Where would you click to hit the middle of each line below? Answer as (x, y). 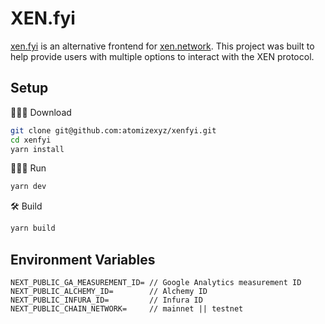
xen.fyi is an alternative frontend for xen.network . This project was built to (162, 46)
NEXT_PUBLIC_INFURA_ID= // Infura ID (106, 300)
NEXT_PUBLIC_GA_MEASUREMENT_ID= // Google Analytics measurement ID (156, 282)
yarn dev (28, 187)
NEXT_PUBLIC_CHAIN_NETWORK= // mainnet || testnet (127, 308)
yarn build (33, 228)
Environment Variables (83, 259)
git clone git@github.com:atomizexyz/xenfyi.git (113, 130)
